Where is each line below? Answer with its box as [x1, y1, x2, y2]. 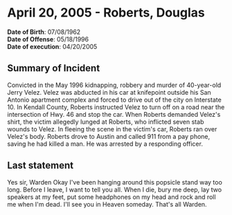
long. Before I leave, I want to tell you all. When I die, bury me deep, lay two [7, 185, 222, 194]
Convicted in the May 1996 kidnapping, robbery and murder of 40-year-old [7, 81, 222, 89]
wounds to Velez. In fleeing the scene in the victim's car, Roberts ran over [7, 124, 217, 133]
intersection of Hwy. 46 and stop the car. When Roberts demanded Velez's [7, 110, 221, 118]
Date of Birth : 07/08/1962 [7, 28, 81, 36]
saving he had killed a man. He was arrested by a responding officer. [7, 140, 203, 148]
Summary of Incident [7, 62, 100, 74]
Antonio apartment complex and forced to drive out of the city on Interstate [7, 95, 222, 104]
